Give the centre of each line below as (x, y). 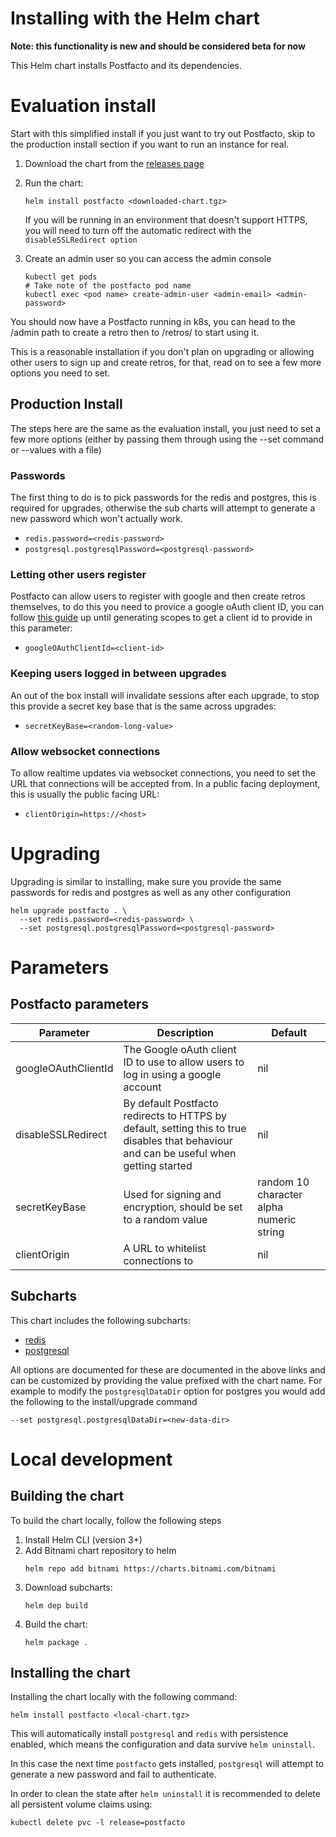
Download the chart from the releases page (114, 163)
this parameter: (41, 628)
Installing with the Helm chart (135, 18)
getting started (158, 1165)
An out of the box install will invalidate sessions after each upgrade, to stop (165, 695)
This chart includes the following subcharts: (100, 1320)
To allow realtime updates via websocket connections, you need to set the (163, 773)
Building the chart (67, 1496)
